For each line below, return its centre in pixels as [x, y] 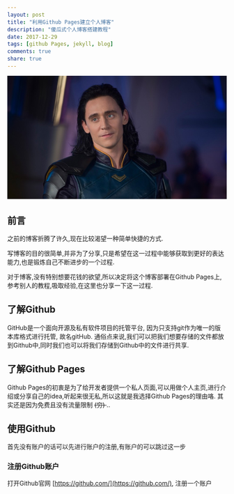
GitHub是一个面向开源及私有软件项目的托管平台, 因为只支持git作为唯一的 [111, 327]
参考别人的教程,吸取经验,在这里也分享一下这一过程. [80, 286]
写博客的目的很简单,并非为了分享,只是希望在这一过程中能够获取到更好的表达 [116, 254]
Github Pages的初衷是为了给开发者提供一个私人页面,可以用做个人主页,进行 [114, 387]
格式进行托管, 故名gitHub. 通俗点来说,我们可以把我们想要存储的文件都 [118, 336]
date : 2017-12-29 [32, 37]
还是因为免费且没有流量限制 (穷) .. [62, 405]
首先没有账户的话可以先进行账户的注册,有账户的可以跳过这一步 [97, 447]
